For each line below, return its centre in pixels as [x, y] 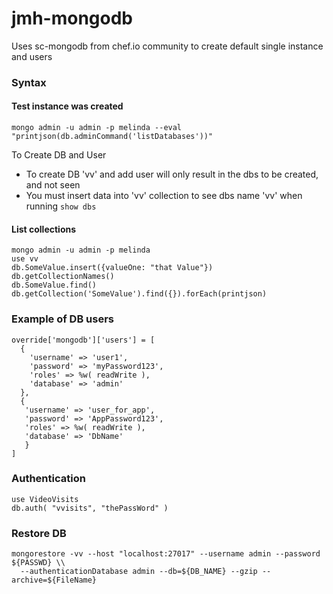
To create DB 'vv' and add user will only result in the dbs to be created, [172, 174]
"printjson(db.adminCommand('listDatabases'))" [112, 137]
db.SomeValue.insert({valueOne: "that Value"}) [112, 268]
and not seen [53, 185]
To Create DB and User [59, 155]
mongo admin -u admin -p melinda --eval [97, 128]
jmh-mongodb [72, 18]
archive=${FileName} [54, 580]
